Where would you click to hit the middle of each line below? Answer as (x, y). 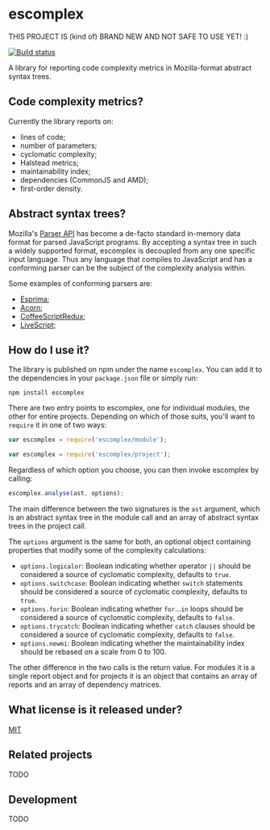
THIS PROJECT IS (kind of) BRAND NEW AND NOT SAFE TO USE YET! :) (129, 36)
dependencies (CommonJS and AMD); (84, 179)
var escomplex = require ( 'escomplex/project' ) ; (90, 455)
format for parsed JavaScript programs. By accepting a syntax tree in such (133, 242)
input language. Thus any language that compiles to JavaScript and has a (130, 259)
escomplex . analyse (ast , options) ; (66, 494)
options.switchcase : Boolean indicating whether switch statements (131, 583)
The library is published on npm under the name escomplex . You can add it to (135, 369)
